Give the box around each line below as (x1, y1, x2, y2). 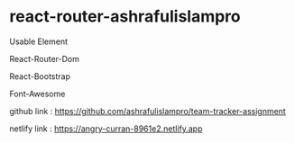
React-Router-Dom (9, 53, 79, 64)
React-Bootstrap (9, 70, 70, 82)
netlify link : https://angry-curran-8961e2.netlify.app (9, 123, 203, 134)
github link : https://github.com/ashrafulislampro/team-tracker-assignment (9, 105, 286, 116)
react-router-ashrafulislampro (9, 6, 241, 27)
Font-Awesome (9, 88, 66, 99)
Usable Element (9, 36, 68, 47)
